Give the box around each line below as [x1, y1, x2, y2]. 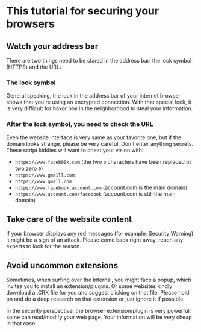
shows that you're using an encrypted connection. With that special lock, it [6, 98, 191, 106]
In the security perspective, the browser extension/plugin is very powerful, [6, 307, 191, 315]
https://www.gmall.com [14, 178, 72, 184]
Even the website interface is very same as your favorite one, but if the [6, 134, 182, 141]
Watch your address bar [6, 41, 99, 51]
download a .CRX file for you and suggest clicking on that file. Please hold [6, 289, 190, 296]
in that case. [6, 320, 37, 327]
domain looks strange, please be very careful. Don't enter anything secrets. [6, 140, 194, 147]
